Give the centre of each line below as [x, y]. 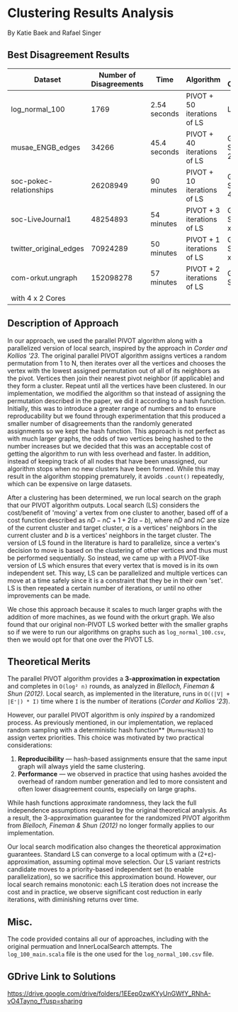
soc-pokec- [32, 181]
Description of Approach [63, 323]
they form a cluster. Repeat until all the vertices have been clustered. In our [117, 385]
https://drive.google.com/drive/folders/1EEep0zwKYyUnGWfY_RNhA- [109, 994]
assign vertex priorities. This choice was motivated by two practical [106, 738]
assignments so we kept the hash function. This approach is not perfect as [116, 431]
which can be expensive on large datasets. [70, 483]
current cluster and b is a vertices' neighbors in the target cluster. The [109, 535]
